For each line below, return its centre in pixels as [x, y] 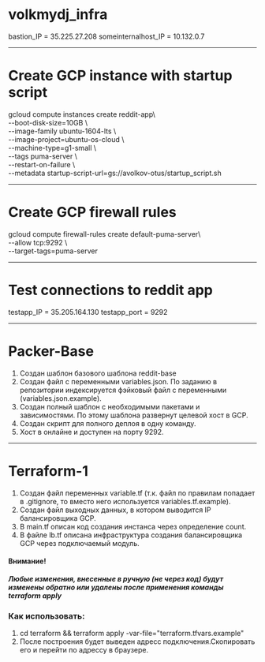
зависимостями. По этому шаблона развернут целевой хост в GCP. [134, 415]
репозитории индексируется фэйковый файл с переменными [123, 390]
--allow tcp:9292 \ [38, 242]
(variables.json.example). [61, 398]
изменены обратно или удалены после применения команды [116, 587]
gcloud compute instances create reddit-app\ [82, 114]
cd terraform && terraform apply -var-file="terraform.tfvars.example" [132, 634]
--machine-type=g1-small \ [52, 148]
